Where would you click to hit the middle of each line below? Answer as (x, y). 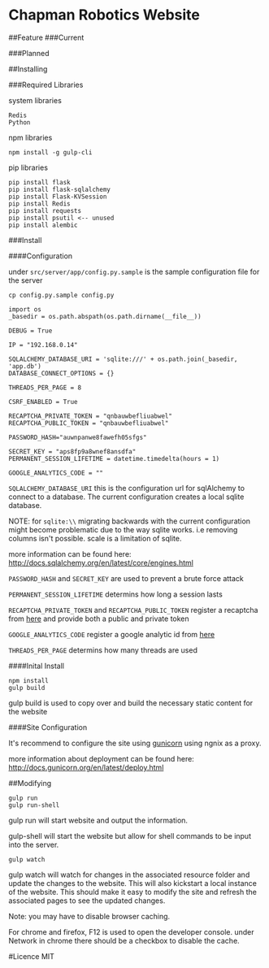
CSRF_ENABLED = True (43, 402)
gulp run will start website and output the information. (98, 820)
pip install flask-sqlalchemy (60, 189)
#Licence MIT (32, 956)
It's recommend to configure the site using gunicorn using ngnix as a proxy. (135, 743)
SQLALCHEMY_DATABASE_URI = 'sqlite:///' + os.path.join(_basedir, (123, 359)
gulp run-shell (34, 805)
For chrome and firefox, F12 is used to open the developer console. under (131, 931)
